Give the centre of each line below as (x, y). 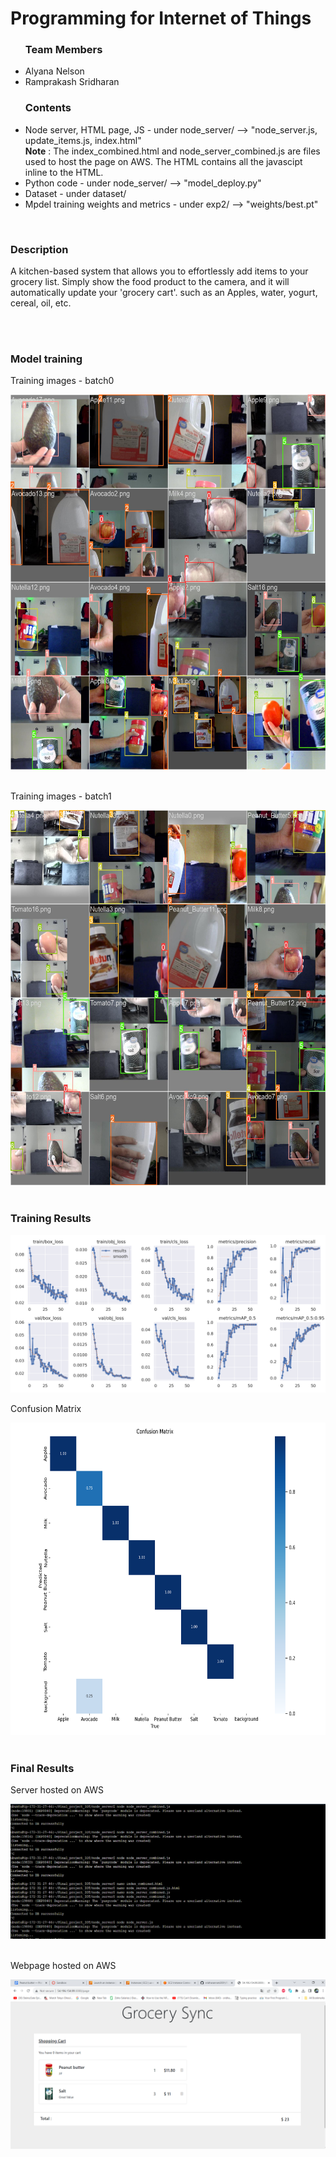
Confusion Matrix (46, 1408)
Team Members (63, 50)
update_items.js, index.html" (83, 140)
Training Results (51, 1219)
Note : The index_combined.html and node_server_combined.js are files (172, 151)
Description (39, 249)
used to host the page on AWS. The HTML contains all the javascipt (163, 161)
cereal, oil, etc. (41, 303)
